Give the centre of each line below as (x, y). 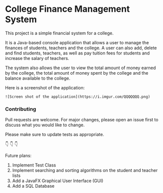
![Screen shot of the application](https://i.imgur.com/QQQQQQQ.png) (78, 97)
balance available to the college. (38, 78)
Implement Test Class (34, 165)
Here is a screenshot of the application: (45, 87)
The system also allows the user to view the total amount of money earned (81, 68)
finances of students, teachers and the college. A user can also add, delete (81, 48)
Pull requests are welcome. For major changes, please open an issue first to (82, 120)
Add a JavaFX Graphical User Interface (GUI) (58, 181)
